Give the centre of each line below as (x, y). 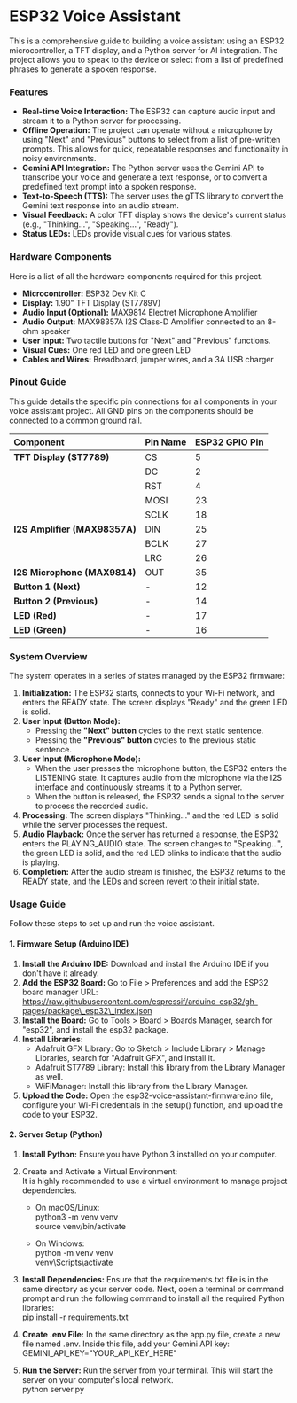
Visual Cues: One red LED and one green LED (106, 350)
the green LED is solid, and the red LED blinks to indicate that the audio (152, 853)
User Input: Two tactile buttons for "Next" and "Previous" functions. (146, 340)
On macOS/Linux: (67, 1207)
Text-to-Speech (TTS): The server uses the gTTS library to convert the (152, 196)
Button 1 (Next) (47, 587)
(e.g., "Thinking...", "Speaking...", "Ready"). (100, 224)
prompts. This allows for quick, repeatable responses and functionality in (155, 149)
